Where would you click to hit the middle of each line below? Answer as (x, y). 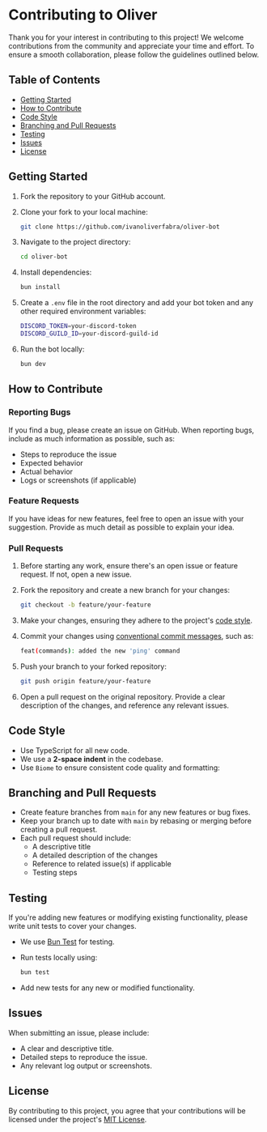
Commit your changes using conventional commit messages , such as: (137, 636)
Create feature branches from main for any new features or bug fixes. (135, 812)
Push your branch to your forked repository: (93, 666)
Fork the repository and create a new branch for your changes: (125, 590)
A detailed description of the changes (95, 855)
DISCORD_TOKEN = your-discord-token (78, 326)
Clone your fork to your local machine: (84, 211)
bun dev (33, 364)
